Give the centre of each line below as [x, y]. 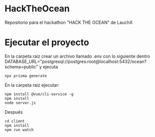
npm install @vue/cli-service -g [39, 94]
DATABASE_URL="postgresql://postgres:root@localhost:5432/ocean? [76, 61]
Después [14, 112]
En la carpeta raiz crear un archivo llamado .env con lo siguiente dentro [77, 56]
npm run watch [19, 130]
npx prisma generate [26, 76]
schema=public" [21, 67]
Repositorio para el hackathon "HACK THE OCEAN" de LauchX [69, 22]
